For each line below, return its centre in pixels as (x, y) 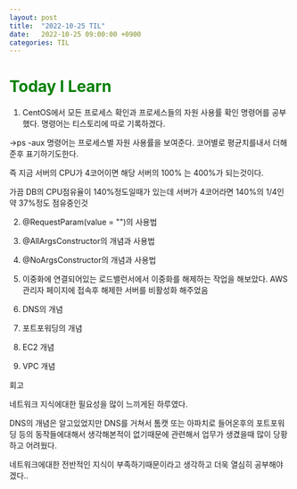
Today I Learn (61, 87)
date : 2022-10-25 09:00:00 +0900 (75, 34)
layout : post (33, 17)
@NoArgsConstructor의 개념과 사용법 (89, 260)
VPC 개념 (39, 367)
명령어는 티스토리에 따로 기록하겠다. (103, 124)
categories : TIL (39, 42)
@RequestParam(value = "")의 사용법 (90, 222)
